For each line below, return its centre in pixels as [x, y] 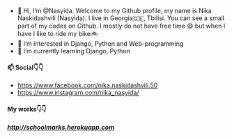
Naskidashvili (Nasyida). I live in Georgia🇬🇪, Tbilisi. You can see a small [121, 18]
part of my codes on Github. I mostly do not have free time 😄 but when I [121, 26]
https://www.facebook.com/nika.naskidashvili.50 [87, 85]
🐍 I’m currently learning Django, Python [74, 51]
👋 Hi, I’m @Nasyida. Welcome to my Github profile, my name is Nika [115, 11]
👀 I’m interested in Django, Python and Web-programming [100, 44]
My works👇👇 [27, 109]
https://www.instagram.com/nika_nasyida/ [78, 93]
